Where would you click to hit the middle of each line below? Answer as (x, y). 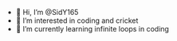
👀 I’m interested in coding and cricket (77, 20)
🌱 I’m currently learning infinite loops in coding (92, 29)
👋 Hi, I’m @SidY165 (47, 12)
